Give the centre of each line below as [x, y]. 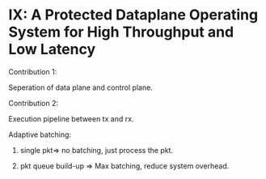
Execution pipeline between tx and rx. [71, 118]
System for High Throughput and [121, 32]
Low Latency [52, 49]
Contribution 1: [33, 71]
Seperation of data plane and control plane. [81, 87]
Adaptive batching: [40, 134]
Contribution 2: [34, 103]
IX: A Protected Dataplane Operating [133, 15]
